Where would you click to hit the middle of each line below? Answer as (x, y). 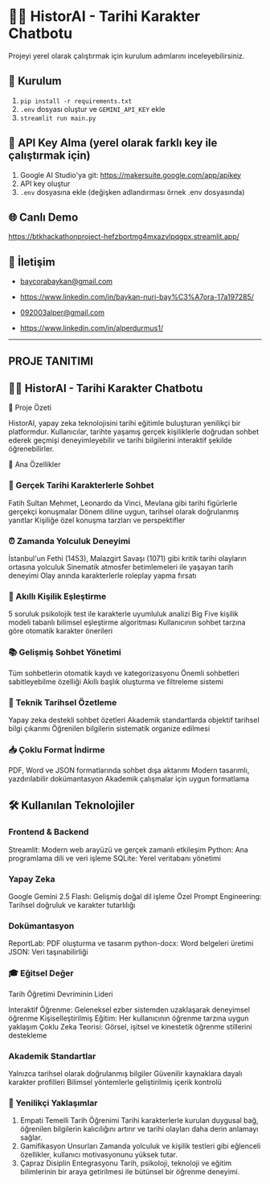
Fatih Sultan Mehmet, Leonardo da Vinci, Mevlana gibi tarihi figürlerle (123, 503)
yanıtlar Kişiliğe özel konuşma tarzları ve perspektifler (97, 520)
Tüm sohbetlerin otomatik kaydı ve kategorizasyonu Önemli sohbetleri (124, 673)
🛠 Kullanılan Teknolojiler (72, 805)
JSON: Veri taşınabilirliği (48, 952)
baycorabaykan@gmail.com (66, 282)
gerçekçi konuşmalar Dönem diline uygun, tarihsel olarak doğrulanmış (124, 511)
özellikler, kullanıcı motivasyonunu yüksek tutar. (99, 1155)
